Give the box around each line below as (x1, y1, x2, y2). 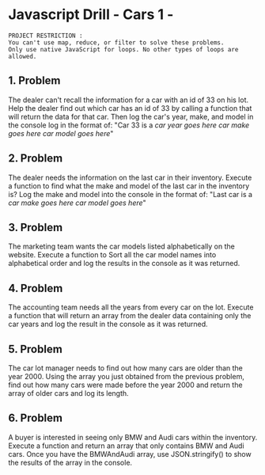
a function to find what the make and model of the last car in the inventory (8, 180, 250, 191)
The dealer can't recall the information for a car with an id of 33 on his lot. (8, 95, 249, 104)
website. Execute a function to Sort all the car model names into (8, 250, 217, 260)
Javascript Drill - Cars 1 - (8, 6, 174, 24)
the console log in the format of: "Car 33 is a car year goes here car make (8, 120, 250, 130)
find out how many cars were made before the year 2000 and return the (8, 380, 243, 389)
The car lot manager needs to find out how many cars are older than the (8, 363, 244, 373)
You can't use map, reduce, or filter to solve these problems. (8, 38, 225, 47)
